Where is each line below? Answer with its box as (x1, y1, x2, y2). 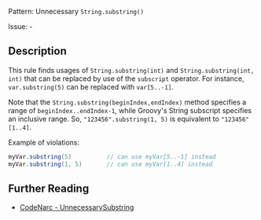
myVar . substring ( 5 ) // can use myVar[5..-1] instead (8, 152, 216, 160)
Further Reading (8, 181, 90, 195)
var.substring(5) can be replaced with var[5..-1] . (8, 82, 175, 91)
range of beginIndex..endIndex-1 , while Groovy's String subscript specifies (8, 105, 252, 115)
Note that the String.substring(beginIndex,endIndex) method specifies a (8, 97, 247, 107)
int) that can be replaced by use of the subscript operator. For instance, (8, 74, 244, 83)
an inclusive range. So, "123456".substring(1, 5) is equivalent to (8, 114, 220, 123)
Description (8, 45, 67, 58)
